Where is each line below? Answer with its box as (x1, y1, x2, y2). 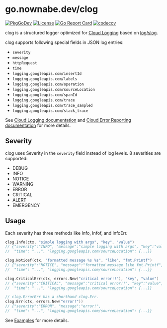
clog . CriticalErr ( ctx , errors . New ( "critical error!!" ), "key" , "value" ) (5, 276, 159, 281)
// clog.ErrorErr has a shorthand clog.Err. (5, 295, 99, 300)
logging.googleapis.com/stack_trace (12, 108, 88, 113)
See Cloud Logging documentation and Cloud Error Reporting (5, 117, 132, 123)
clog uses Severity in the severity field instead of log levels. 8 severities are (5, 150, 161, 156)
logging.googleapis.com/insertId (12, 71, 82, 76)
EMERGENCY (12, 202, 40, 208)
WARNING (12, 181, 34, 187)
